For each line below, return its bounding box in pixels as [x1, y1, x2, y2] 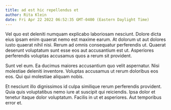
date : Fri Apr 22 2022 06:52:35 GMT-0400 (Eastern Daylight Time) [5, 17, 150, 22]
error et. [5, 100, 23, 106]
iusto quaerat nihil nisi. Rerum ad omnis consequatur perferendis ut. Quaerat [5, 42, 166, 48]
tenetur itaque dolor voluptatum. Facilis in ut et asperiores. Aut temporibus [5, 94, 162, 100]
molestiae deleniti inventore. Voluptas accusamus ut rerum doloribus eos [5, 68, 158, 74]
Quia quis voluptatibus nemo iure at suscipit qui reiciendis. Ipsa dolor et [5, 89, 156, 95]
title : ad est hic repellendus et [5, 7, 79, 13]
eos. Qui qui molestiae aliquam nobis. [5, 74, 84, 80]
